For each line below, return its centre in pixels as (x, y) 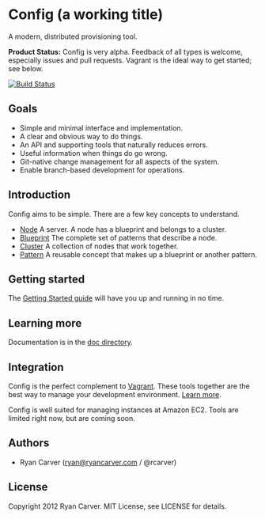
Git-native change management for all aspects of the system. (119, 161)
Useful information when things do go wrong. (93, 153)
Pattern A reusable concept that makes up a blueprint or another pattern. (138, 254)
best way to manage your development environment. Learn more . (115, 394)
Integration (36, 367)
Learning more (45, 323)
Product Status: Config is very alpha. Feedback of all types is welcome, (125, 51)
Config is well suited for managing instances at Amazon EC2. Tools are (123, 410)
